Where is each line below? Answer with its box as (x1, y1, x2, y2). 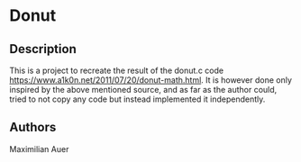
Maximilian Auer (9, 143, 69, 154)
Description (9, 41, 77, 57)
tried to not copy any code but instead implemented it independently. (9, 94, 266, 104)
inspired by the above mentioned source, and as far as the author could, (9, 85, 278, 94)
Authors (9, 120, 57, 135)
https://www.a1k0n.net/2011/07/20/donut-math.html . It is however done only (9, 75, 293, 85)
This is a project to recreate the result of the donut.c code (9, 65, 223, 76)
